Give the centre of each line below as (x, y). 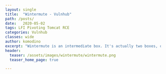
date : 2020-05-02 (25, 23)
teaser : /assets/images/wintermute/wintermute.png (63, 55)
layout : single (21, 10)
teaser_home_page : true (34, 60)
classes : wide (20, 37)
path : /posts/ (20, 19)
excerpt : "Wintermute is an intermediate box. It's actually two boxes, (82, 46)
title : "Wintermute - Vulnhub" (38, 14)
